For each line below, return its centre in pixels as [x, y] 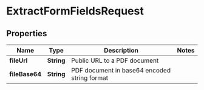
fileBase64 [25, 74]
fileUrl [19, 60]
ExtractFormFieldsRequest [75, 11]
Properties [27, 34]
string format [90, 78]
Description [121, 50]
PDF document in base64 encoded [121, 70]
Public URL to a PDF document [115, 60]
